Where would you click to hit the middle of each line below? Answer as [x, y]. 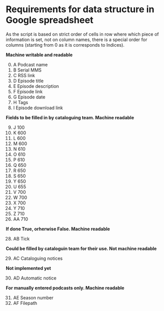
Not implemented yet [28, 268]
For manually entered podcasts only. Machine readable [65, 288]
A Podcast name [30, 64]
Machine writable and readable [39, 55]
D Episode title [28, 81]
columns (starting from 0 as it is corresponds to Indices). [65, 45]
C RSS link [24, 75]
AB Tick [21, 238]
